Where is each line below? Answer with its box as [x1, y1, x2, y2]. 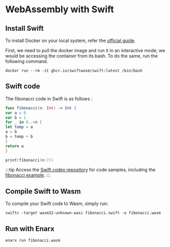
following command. [5, 58, 48, 64]
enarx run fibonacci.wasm [5, 238, 60, 243]
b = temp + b [5, 134, 33, 139]
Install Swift [5, 24, 44, 33]
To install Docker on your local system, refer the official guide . [5, 37, 136, 43]
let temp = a [5, 124, 33, 130]
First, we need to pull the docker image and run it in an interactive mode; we [5, 48, 165, 53]
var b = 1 [5, 115, 27, 120]
